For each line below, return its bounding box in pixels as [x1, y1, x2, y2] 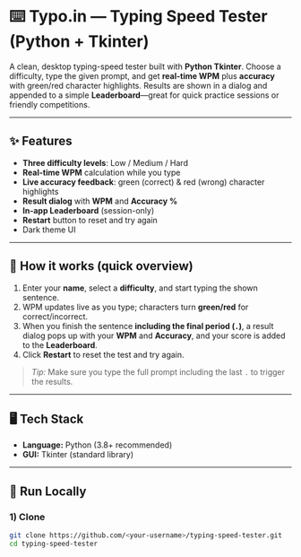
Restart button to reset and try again [21, 214, 159, 225]
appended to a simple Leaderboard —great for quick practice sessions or [9, 90, 279, 100]
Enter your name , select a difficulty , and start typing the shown [21, 283, 258, 293]
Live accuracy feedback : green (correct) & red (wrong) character [21, 176, 265, 187]
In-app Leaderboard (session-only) [21, 205, 155, 215]
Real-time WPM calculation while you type [21, 167, 181, 178]
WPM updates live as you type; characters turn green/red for [21, 301, 249, 312]
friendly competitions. [9, 99, 90, 109]
